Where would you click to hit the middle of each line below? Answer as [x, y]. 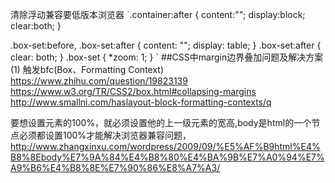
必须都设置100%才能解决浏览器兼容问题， [105, 135]
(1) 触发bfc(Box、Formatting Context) [87, 69]
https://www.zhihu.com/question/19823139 [99, 81]
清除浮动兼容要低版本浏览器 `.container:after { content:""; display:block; [158, 14]
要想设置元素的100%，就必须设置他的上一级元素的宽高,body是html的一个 [161, 122]
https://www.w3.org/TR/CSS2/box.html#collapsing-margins [133, 91]
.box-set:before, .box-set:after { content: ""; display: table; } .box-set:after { [166, 45]
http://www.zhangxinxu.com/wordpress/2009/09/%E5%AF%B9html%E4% [165, 146]
